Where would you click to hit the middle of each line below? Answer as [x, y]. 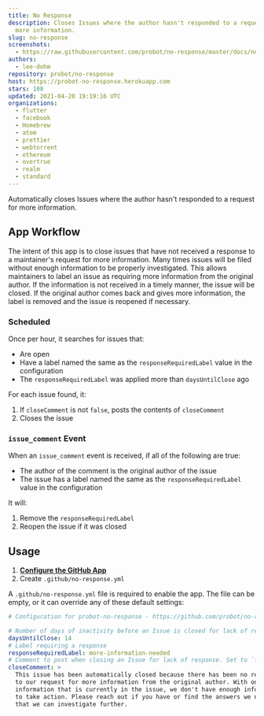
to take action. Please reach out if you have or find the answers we [133, 697]
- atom [26, 132]
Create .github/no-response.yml [72, 579]
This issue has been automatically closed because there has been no [131, 675]
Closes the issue [46, 417]
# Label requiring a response [58, 646]
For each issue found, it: [47, 394]
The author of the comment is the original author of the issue [118, 471]
